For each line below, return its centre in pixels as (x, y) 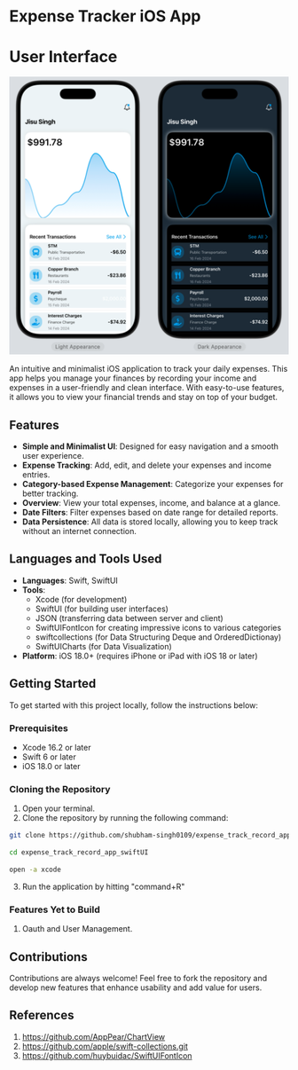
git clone (27, 836)
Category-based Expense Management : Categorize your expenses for (153, 484)
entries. (36, 474)
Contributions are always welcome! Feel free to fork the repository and (138, 978)
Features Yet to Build (55, 909)
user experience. (53, 455)
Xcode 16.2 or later (56, 747)
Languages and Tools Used (86, 559)
